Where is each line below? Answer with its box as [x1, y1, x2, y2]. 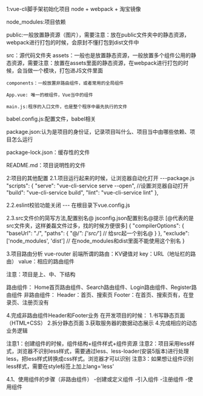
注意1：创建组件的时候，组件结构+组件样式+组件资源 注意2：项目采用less [6, 340, 190, 347]
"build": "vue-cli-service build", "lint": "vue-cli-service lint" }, [6, 189, 159, 196]
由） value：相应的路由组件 [6, 258, 75, 265]
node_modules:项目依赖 [6, 18, 66, 26]
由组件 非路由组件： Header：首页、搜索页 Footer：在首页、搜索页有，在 [6, 291, 189, 298]
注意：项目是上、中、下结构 [6, 271, 76, 278]
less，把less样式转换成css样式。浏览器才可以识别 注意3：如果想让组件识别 [6, 355, 194, 362]
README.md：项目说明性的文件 [6, 162, 86, 168]
